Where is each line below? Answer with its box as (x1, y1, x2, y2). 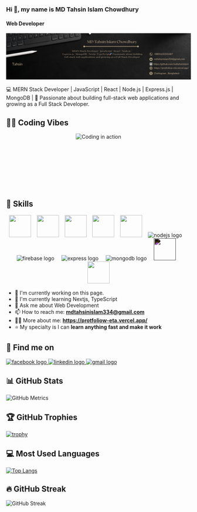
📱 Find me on (6, 343, 55, 353)
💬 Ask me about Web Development (14, 302, 99, 309)
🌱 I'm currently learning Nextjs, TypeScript (14, 295, 118, 302)
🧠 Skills (6, 199, 33, 209)
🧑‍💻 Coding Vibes (6, 118, 69, 128)
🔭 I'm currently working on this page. (14, 289, 104, 296)
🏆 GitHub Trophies (6, 412, 78, 422)
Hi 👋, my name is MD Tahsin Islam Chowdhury (6, 5, 139, 14)
